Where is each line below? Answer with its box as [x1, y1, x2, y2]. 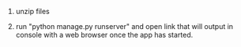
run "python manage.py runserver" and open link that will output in [15, 22, 234, 31]
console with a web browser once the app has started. [15, 31, 194, 39]
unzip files [15, 7, 50, 16]
